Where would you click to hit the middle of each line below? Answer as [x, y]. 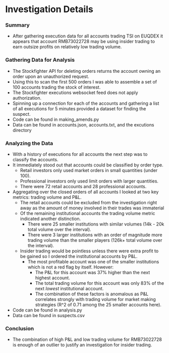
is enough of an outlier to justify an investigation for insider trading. [82, 345]
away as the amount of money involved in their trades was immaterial [92, 208]
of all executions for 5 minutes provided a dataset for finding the [79, 108]
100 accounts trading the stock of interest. [57, 87]
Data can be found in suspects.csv [48, 316]
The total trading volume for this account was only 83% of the [100, 283]
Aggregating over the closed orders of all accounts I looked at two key [86, 192]
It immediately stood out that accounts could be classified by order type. [88, 165]
